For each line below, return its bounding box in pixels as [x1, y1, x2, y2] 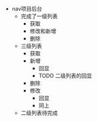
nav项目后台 [11, 5, 42, 12]
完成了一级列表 [20, 12, 58, 20]
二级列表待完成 [20, 110, 58, 116]
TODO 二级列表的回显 [38, 72, 93, 79]
